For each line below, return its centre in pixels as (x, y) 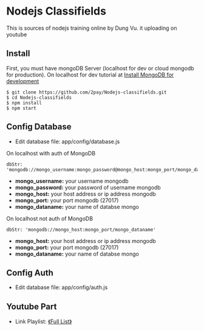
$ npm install (24, 103)
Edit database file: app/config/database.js (67, 142)
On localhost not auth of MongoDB (49, 218)
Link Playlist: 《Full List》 (43, 322)
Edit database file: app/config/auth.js (61, 287)
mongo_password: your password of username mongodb (88, 187)
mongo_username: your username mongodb (72, 181)
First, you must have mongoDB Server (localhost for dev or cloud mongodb (100, 68)
